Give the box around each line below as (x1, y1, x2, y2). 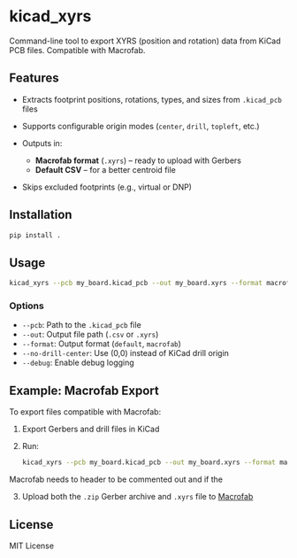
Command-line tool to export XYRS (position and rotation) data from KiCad (9, 35, 281, 46)
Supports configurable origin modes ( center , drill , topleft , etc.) (21, 120, 260, 131)
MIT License (9, 540, 55, 551)
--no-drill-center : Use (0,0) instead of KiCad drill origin (21, 348, 230, 359)
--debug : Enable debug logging (21, 357, 134, 368)
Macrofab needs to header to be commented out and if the (9, 474, 224, 484)
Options (9, 299, 44, 312)
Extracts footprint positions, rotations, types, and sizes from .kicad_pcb (21, 94, 283, 105)
